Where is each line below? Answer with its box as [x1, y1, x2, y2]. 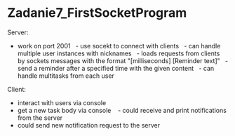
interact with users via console [17, 98, 107, 107]
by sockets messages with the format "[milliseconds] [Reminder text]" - [17, 56, 229, 64]
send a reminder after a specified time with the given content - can [17, 64, 215, 72]
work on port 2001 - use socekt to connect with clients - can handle [17, 41, 221, 50]
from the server [17, 114, 63, 122]
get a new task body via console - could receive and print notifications [17, 106, 227, 114]
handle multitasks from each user [17, 72, 114, 80]
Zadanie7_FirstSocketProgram [7, 5, 187, 21]
